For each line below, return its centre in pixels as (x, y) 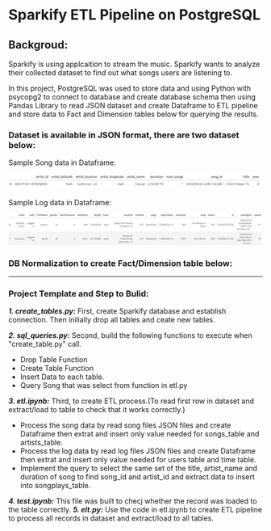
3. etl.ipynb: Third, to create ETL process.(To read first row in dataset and (131, 401)
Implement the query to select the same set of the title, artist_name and (139, 468)
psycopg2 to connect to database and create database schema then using (132, 97)
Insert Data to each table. (62, 377)
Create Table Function (57, 369)
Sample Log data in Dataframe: (60, 202)
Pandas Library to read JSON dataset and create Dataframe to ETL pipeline (133, 105)
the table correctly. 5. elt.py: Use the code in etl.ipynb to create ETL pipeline (135, 510)
